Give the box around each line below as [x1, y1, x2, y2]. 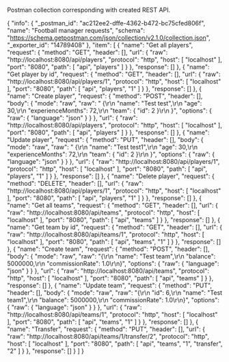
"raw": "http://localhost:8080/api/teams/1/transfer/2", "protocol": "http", [7, 333, 210, 340]
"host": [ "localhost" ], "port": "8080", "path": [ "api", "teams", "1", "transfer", [7, 339, 223, 348]
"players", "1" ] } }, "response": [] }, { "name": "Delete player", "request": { [7, 172, 215, 180]
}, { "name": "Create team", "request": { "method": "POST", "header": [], [7, 245, 210, 253]
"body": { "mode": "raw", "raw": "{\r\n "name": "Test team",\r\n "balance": [7, 252, 216, 260]
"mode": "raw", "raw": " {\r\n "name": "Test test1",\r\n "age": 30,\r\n [7, 143, 198, 151]
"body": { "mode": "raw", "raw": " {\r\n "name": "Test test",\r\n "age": [7, 99, 202, 107]
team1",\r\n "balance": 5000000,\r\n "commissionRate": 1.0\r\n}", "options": [7, 296, 220, 304]
